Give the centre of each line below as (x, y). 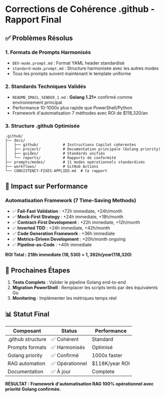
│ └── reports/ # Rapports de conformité (61, 158)
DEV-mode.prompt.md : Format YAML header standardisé (68, 63)
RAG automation (27, 363)
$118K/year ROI (111, 363)
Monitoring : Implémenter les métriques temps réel (64, 298)
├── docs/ (15, 141)
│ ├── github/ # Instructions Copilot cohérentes (71, 145)
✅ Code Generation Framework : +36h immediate (64, 234)
